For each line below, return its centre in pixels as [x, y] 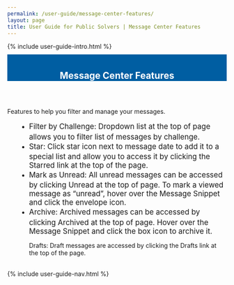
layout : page [26, 20]
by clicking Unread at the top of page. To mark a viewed [126, 185]
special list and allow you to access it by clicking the [119, 156]
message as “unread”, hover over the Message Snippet [125, 194]
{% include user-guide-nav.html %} [58, 274]
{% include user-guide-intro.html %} [60, 47]
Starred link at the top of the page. [88, 166]
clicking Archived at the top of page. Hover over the [119, 222]
